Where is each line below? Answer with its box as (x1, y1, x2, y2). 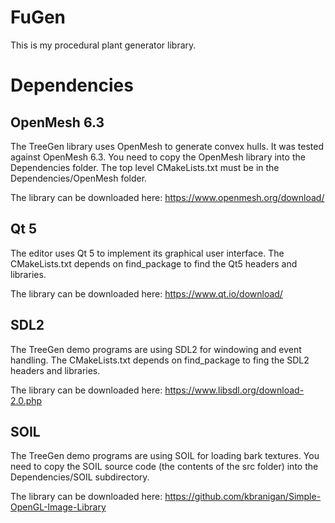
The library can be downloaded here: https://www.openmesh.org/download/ (10, 191, 325, 203)
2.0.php (10, 394, 43, 406)
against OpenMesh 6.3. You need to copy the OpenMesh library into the (10, 151, 306, 163)
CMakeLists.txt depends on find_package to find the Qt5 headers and (10, 257, 298, 270)
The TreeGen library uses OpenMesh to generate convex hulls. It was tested (10, 140, 325, 152)
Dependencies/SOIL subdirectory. (10, 471, 150, 483)
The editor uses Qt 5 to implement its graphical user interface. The (10, 247, 285, 259)
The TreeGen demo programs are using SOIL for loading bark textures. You (10, 450, 320, 462)
